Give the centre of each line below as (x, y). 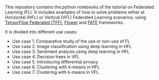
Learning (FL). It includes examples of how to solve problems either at (75, 12)
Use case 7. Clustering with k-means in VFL (56, 72)
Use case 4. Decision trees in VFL (46, 57)
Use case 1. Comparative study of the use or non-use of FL (71, 41)
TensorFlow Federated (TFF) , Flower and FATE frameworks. (65, 22)
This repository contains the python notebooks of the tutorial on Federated (79, 7)
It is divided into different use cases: (41, 32)
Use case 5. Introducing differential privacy (55, 62)
